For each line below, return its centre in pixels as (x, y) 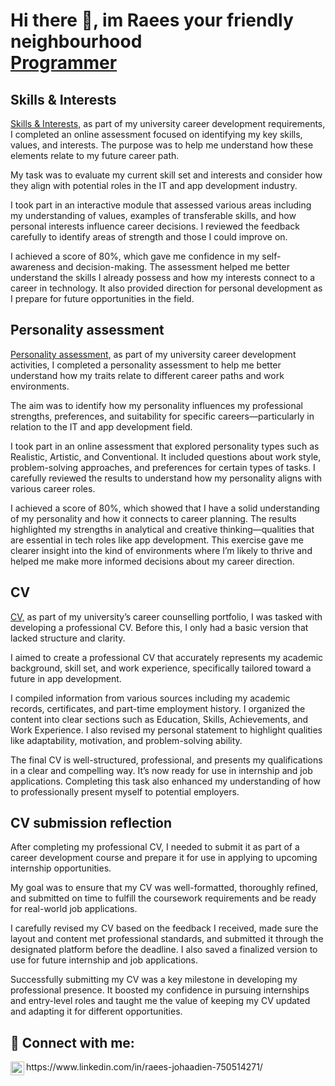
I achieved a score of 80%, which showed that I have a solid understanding (165, 508)
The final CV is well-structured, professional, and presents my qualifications (166, 760)
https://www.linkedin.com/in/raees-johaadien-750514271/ (144, 1067)
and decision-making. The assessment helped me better (174, 267)
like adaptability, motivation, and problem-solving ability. (126, 740)
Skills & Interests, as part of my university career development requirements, (168, 123)
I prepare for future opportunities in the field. (102, 298)
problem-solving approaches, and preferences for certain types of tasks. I (163, 467)
